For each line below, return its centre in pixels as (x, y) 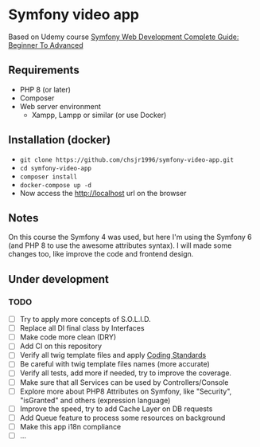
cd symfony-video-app (55, 168)
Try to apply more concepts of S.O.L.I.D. (85, 320)
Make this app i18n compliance (70, 426)
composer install (49, 177)
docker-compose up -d (55, 185)
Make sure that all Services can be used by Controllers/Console (124, 382)
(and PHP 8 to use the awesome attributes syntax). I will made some (120, 245)
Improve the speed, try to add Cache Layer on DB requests (116, 409)
